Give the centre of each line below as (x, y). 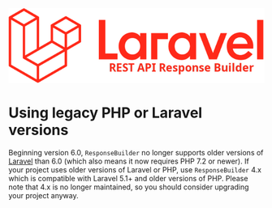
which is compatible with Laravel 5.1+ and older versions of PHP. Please (128, 178)
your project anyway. (43, 195)
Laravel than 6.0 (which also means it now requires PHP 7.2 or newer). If (129, 161)
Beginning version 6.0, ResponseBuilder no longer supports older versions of (136, 152)
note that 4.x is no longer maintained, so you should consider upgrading (129, 187)
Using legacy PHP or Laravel (106, 112)
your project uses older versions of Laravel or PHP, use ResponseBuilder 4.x (135, 169)
